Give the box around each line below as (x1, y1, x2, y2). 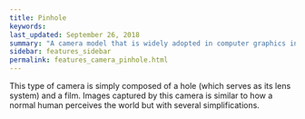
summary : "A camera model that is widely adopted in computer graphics (9, 38, 286, 48)
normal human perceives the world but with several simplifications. (9, 100, 261, 110)
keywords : (9, 22, 47, 31)
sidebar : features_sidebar (9, 47, 112, 56)
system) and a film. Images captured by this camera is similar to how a (9, 90, 273, 101)
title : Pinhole (9, 13, 67, 23)
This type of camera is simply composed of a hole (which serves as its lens (9, 81, 291, 91)
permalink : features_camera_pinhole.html (9, 55, 169, 64)
